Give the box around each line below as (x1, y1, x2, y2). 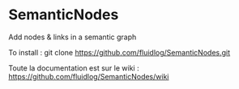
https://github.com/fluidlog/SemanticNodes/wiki (8, 71, 169, 81)
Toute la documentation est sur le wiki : (8, 63, 139, 73)
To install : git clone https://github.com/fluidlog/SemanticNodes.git (8, 47, 231, 57)
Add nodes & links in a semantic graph (8, 32, 137, 42)
